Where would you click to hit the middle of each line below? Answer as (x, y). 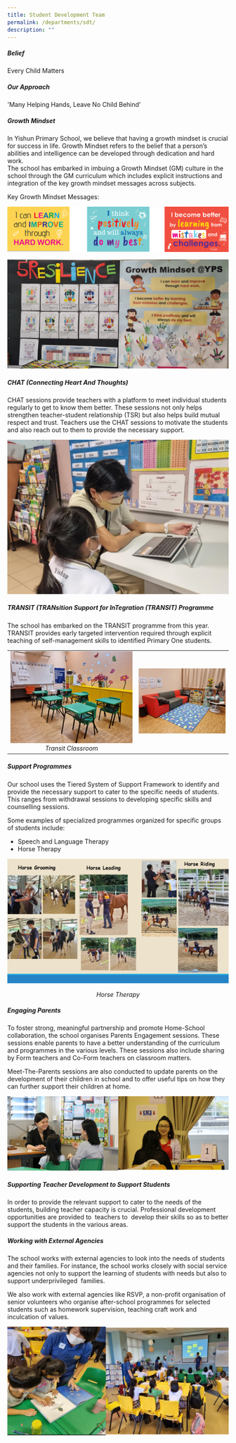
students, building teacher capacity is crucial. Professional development (112, 1209)
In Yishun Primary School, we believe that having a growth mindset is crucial (118, 139)
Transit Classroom (71, 749)
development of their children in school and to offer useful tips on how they (116, 1079)
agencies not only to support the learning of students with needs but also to (117, 1273)
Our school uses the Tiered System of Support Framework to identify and (113, 784)
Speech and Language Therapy (63, 841)
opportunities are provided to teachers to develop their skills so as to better (118, 1217)
